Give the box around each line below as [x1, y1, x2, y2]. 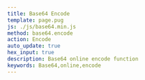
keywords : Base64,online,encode [7, 62, 101, 69]
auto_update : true [7, 42, 61, 49]
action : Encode [7, 36, 52, 43]
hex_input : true [7, 49, 54, 56]
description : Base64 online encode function [7, 56, 139, 63]
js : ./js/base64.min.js [7, 23, 77, 30]
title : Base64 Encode [7, 10, 70, 17]
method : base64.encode [7, 29, 73, 37]
